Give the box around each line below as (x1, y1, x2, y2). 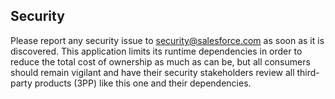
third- (296, 66, 320, 78)
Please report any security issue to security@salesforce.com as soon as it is (10, 34, 325, 46)
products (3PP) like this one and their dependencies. (34, 77, 252, 89)
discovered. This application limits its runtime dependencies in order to (10, 45, 303, 57)
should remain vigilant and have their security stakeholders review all (10, 66, 295, 78)
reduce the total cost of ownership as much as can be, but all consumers (10, 55, 311, 68)
